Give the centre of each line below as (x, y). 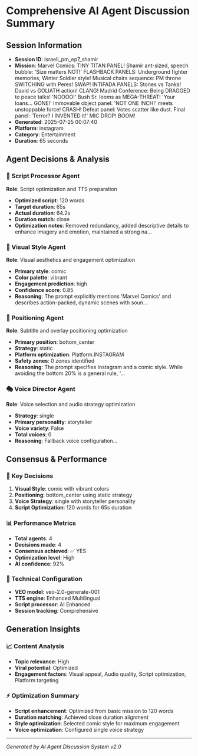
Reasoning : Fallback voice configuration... (66, 441)
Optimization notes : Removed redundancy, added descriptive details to (102, 225)
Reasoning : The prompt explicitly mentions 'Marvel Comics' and (93, 296)
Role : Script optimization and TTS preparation (62, 189)
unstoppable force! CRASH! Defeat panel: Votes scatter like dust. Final (100, 109)
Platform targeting (37, 680)
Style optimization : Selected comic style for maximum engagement (97, 723)
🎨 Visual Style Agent (36, 247)
